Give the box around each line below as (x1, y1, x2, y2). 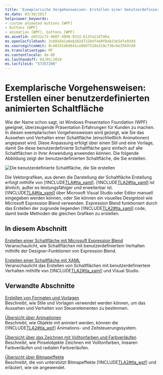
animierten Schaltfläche (5, 103, 104, 114)
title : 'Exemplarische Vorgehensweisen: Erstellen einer (5, 7, 123, 12)
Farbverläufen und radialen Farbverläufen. (5, 344, 89, 351)
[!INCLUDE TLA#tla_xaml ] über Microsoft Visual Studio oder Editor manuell (5, 190, 153, 196)
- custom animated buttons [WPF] (5, 20, 73, 26)
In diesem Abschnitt (5, 225, 67, 233)
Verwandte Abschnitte (5, 282, 75, 290)
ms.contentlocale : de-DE (5, 52, 55, 57)
